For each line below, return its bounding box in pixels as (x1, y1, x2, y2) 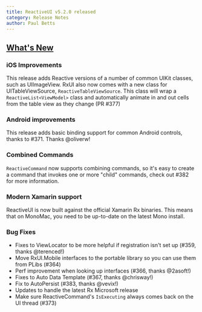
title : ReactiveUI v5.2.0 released (6, 8, 96, 15)
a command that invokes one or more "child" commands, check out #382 (6, 171, 189, 178)
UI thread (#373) (15, 299, 57, 307)
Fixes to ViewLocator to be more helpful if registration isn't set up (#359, (15, 242, 197, 249)
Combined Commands (6, 151, 74, 159)
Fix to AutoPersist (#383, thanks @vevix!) (15, 280, 119, 288)
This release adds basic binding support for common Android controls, (6, 129, 183, 136)
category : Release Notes (6, 15, 69, 21)
